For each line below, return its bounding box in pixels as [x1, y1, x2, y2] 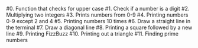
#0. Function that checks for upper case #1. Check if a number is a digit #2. [6, 5, 190, 12]
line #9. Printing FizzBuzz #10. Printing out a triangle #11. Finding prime [6, 30, 179, 37]
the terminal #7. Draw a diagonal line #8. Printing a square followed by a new [6, 24, 193, 31]
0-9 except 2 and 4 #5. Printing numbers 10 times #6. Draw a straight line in [6, 18, 191, 24]
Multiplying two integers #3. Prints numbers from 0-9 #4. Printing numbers [6, 11, 189, 18]
